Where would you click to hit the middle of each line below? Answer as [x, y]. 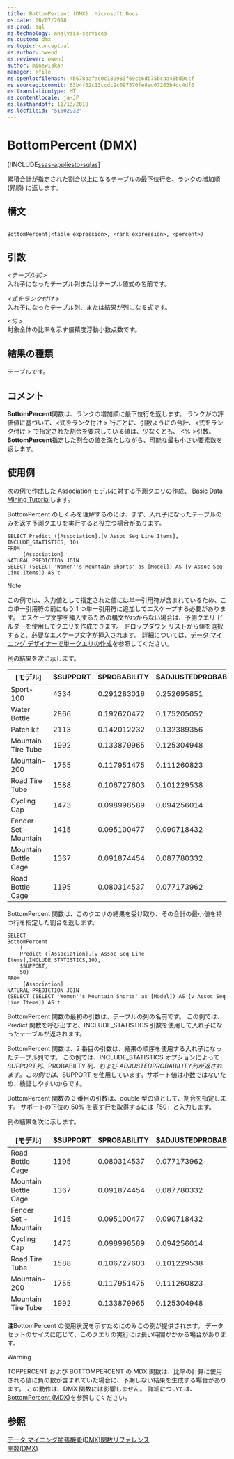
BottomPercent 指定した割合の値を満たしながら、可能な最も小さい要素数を [115, 440]
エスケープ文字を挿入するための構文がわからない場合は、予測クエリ [118, 617]
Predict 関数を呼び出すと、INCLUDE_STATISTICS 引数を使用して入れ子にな [115, 1025]
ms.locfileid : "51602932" [45, 111]
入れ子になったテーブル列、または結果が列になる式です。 [89, 308]
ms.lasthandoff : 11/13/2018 [48, 104]
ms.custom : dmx [29, 40]
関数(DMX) [23, 1448]
